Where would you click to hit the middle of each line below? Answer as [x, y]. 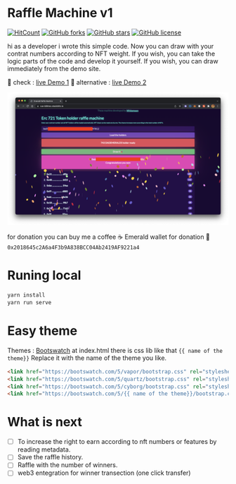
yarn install [26, 295]
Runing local [44, 275]
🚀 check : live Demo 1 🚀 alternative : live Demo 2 [77, 82]
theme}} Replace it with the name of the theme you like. [87, 358]
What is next [45, 422]
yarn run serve [29, 302]
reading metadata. [44, 449]
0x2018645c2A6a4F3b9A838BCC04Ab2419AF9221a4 [73, 248]
